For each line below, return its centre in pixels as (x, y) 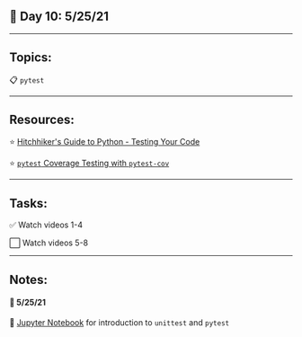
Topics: (31, 58)
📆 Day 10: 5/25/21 (59, 17)
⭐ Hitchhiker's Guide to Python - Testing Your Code (105, 142)
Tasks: (28, 203)
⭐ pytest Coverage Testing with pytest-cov (89, 164)
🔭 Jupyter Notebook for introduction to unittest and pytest (120, 322)
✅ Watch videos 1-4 (46, 225)
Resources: (42, 120)
